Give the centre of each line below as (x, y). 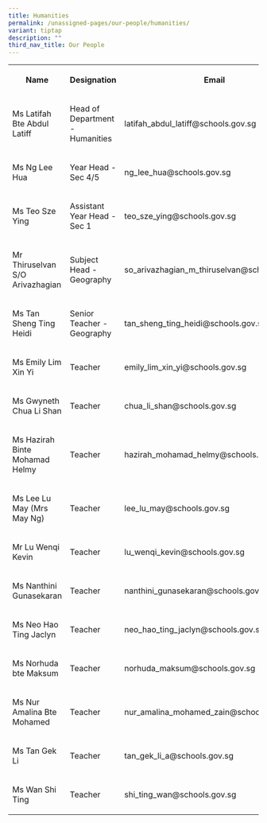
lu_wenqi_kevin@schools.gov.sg (184, 552)
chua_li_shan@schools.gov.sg (180, 406)
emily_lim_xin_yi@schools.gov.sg (186, 367)
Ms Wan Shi (35, 790)
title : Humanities (39, 16)
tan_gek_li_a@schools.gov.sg (179, 756)
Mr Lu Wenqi (36, 547)
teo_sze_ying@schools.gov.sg (180, 216)
